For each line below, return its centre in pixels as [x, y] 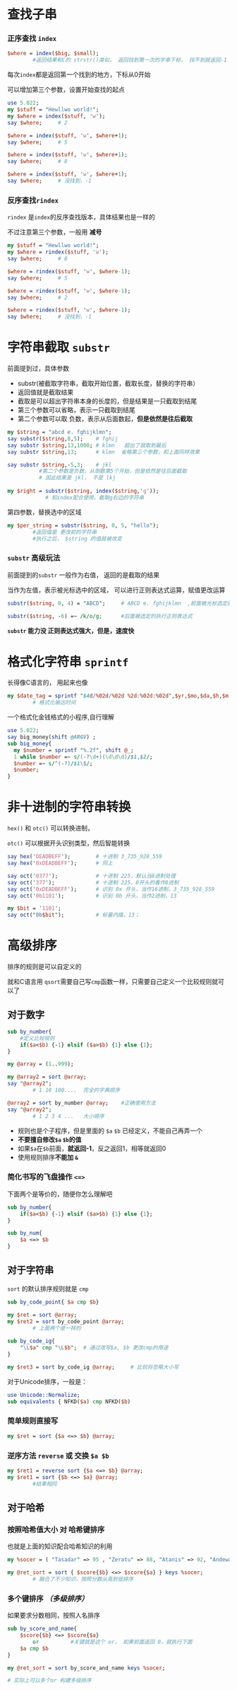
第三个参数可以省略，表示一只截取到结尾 [76, 410]
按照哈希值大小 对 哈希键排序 [56, 1529]
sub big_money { [30, 743]
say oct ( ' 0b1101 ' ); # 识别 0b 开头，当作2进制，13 [92, 896]
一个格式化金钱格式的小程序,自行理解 [61, 717]
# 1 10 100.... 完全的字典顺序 [77, 1090]
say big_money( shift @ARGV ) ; [52, 737]
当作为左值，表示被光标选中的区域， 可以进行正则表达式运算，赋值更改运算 [116, 590]
